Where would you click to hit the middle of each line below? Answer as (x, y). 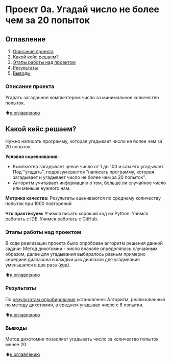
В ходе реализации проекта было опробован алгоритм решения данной (84, 243)
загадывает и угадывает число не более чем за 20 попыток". (79, 177)
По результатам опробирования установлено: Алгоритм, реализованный (85, 299)
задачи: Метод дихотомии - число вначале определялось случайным (81, 248)
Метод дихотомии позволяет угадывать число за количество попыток (82, 339)
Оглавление (26, 39)
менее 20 (16, 344)
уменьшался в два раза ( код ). (38, 265)
